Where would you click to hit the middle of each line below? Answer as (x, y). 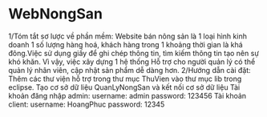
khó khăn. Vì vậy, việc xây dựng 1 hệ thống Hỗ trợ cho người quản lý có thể (132, 62)
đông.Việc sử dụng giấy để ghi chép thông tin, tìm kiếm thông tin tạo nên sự (133, 53)
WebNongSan (55, 14)
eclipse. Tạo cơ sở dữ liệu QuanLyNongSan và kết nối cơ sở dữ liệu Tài (124, 87)
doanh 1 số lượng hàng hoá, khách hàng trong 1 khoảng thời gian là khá (125, 44)
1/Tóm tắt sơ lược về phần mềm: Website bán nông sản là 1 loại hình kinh (127, 36)
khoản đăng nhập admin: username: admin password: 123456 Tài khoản (127, 95)
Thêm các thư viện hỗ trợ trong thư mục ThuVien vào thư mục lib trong (125, 79)
